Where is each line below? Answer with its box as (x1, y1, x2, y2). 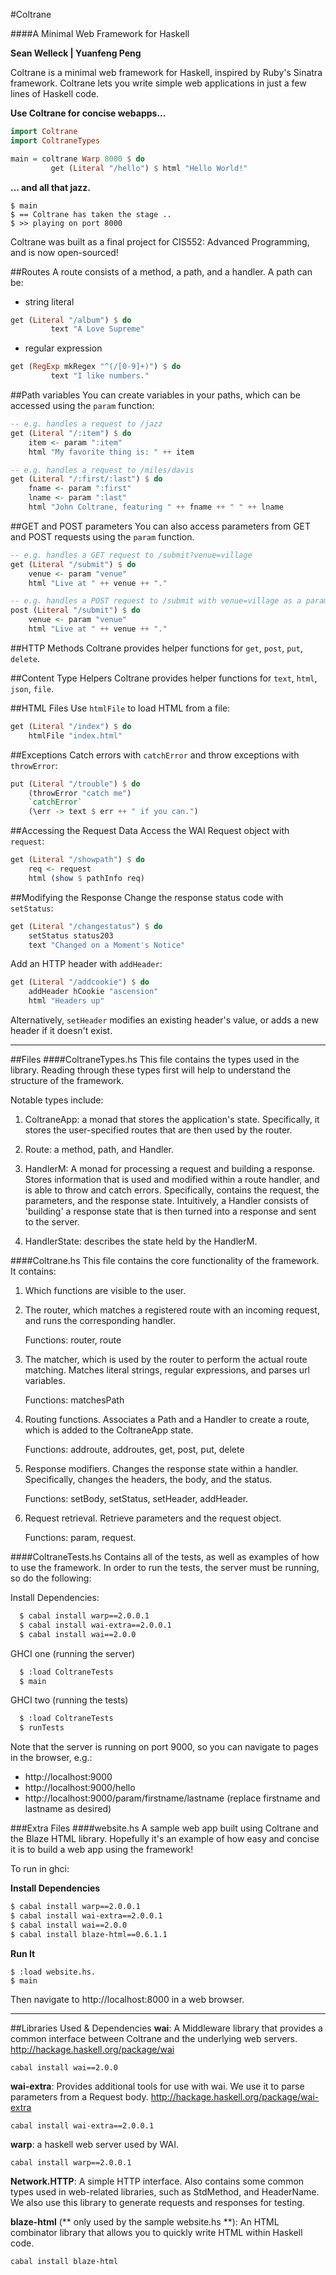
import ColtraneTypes (10, 135, 101, 146)
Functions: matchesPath (24, 1394, 125, 1406)
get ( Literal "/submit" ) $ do (10, 559, 137, 569)
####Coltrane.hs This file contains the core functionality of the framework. (10, 1255, 320, 1266)
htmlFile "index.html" (28, 730, 123, 741)
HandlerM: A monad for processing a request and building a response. (24, 1163, 316, 1174)
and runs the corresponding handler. (24, 1315, 176, 1326)
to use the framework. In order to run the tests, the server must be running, (10, 1562, 320, 1573)
